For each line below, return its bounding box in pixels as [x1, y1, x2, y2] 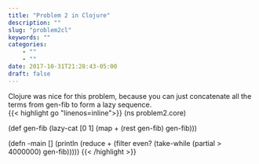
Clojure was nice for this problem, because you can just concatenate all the [8, 91, 252, 100]
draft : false [8, 70, 51, 78]
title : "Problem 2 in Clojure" [8, 11, 111, 20]
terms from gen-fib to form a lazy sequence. [8, 100, 152, 109]
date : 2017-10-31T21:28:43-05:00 [8, 63, 118, 71]
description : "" [8, 19, 61, 27]
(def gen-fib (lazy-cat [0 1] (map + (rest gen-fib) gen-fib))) [8, 123, 198, 133]
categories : [8, 41, 47, 49]
